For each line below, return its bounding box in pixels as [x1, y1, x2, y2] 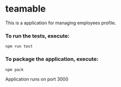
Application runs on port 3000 [5, 76, 69, 82]
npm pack [5, 67, 24, 72]
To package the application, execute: [5, 56, 99, 63]
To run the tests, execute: [5, 32, 70, 39]
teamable [5, 3, 46, 15]
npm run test [5, 44, 33, 49]
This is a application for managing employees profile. [5, 20, 116, 26]
